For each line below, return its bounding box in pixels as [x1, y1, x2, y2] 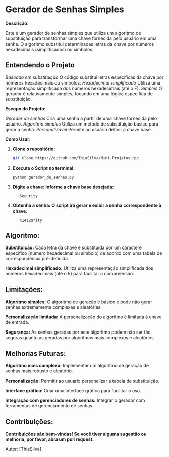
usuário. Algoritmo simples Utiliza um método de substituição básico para [5, 120, 159, 127]
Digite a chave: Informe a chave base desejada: [12, 184, 115, 190]
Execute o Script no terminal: [12, 164, 75, 171]
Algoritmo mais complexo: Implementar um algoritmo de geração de [5, 362, 149, 368]
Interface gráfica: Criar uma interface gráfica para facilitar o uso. [5, 387, 141, 393]
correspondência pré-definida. [5, 256, 69, 262]
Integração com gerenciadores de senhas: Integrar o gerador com [5, 397, 145, 403]
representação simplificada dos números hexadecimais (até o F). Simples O [5, 85, 162, 91]
